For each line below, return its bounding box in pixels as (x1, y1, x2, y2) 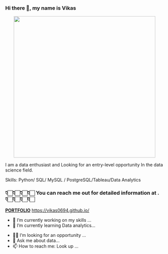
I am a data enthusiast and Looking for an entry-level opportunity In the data (5, 162, 163, 168)
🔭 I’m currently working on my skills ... (12, 217, 92, 223)
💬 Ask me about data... (12, 237, 60, 243)
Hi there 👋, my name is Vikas (5, 5, 76, 12)
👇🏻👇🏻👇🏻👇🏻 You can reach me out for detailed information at (5, 190, 157, 197)
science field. (5, 167, 34, 173)
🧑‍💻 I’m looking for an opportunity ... (12, 232, 87, 238)
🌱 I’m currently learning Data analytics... (12, 222, 96, 228)
